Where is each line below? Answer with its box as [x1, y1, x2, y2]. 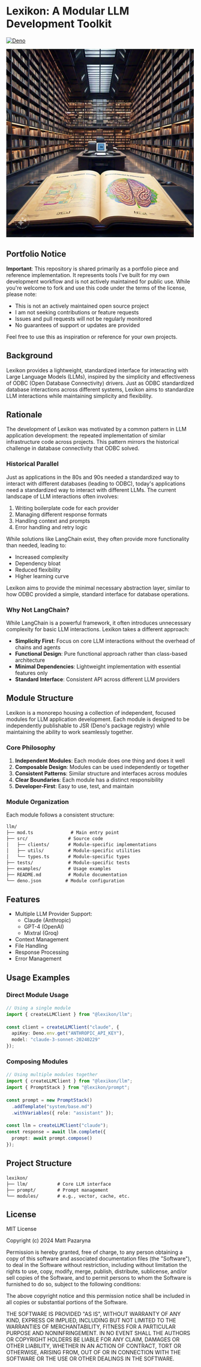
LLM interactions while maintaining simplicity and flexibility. [6, 392, 153, 399]
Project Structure [6, 1158, 72, 1169]
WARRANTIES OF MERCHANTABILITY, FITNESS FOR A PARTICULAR [6, 1323, 176, 1330]
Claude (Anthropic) [23, 917, 71, 924]
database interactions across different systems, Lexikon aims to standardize [6, 385, 194, 393]
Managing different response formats [14, 511, 107, 518]
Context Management [14, 936, 69, 943]
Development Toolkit [6, 17, 112, 31]
